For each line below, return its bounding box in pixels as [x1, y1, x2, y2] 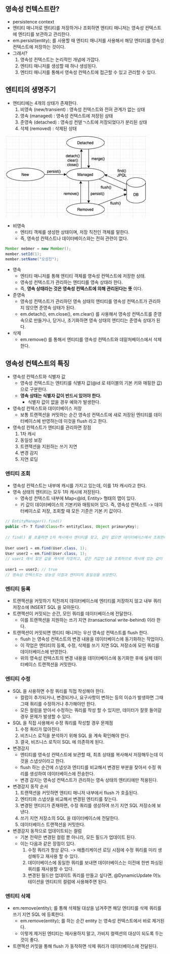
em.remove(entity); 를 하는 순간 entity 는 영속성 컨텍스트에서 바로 [20, 917, 151, 924]
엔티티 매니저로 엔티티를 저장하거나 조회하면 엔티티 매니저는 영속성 [12, 24, 144, 30]
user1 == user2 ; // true [5, 567, 58, 572]
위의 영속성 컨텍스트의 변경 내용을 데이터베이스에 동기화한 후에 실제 [20, 655, 153, 661]
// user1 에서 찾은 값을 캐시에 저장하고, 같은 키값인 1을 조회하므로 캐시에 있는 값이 [5, 556, 163, 562]
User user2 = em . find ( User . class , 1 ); [5, 551, 87, 556]
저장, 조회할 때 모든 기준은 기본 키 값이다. [41, 508, 123, 514]
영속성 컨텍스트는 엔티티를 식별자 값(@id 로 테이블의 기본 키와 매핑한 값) [20, 380, 163, 386]
